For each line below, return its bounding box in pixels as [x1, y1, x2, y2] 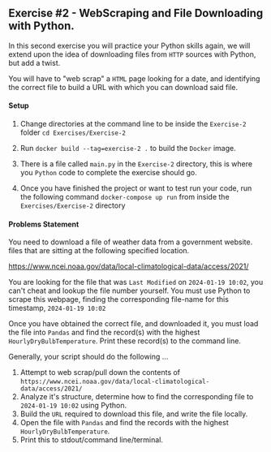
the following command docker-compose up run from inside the [19, 192, 230, 202]
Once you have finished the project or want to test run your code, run [19, 183, 252, 193]
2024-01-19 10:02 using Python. [19, 401, 127, 411]
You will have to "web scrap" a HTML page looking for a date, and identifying [8, 73, 260, 84]
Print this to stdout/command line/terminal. [19, 435, 164, 445]
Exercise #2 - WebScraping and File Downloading [8, 6, 264, 20]
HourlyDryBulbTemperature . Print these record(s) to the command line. [8, 336, 242, 346]
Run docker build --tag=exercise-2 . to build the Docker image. [19, 144, 237, 153]
